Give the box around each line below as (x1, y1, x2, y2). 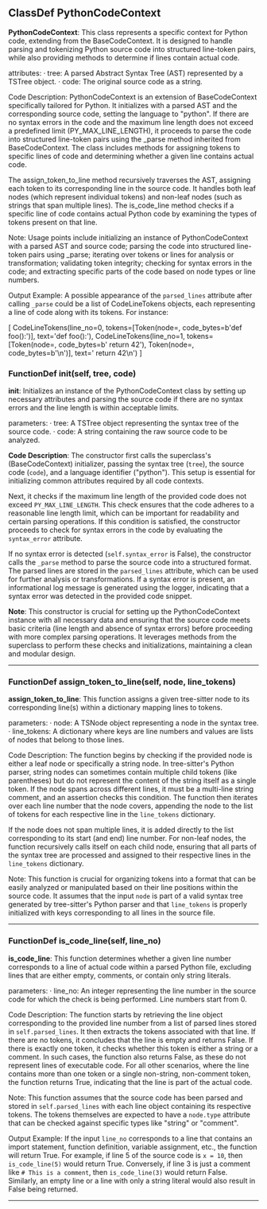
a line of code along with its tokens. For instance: (8, 307, 169, 317)
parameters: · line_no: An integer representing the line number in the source (8, 985, 257, 995)
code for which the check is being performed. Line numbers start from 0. (8, 994, 248, 1004)
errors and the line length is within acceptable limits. (8, 403, 180, 413)
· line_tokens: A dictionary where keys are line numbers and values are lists (8, 727, 254, 737)
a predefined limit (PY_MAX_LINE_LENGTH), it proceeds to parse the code (8, 126, 252, 135)
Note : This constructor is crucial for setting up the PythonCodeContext (8, 607, 241, 616)
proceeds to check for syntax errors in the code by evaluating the (8, 525, 223, 535)
